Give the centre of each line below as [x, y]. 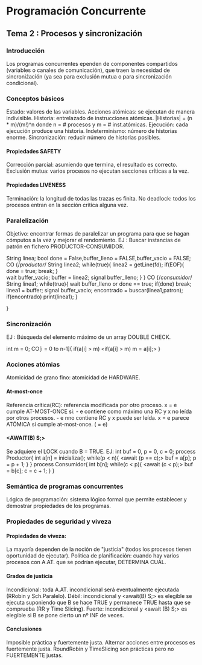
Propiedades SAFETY [34, 151]
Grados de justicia [30, 576]
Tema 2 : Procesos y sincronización [74, 34]
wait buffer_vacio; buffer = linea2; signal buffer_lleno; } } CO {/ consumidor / [99, 277]
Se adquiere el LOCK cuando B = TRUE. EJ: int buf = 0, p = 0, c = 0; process [101, 451]
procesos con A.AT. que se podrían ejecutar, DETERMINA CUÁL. [86, 562]
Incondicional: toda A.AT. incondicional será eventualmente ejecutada [93, 590]
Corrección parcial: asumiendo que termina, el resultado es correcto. [92, 165]
